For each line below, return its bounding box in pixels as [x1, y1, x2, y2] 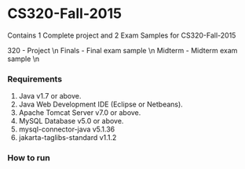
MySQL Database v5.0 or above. [18, 117, 124, 126]
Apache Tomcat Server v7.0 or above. [18, 108, 141, 117]
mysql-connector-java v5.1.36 [18, 124, 115, 134]
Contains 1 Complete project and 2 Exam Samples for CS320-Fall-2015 [7, 31, 236, 40]
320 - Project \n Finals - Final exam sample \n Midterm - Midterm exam [7, 45, 238, 55]
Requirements [7, 74, 63, 84]
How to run [7, 153, 50, 164]
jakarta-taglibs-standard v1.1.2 [18, 133, 117, 142]
